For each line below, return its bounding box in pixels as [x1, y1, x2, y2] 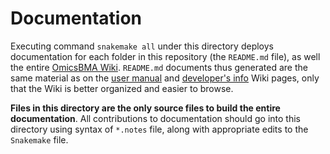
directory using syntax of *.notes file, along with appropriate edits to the [10, 123, 309, 135]
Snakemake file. [10, 133, 69, 146]
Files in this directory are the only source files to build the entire [10, 102, 281, 114]
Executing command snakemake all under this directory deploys [10, 40, 274, 52]
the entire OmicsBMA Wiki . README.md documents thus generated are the [10, 61, 308, 73]
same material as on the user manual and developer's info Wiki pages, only [10, 72, 320, 84]
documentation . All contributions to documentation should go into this [10, 112, 301, 124]
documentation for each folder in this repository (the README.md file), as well [10, 50, 321, 62]
